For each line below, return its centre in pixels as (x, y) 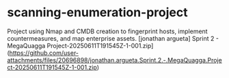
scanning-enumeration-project (97, 13)
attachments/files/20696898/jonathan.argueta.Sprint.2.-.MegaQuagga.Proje (114, 60)
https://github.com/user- (44, 53)
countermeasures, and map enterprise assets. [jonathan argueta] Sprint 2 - (113, 38)
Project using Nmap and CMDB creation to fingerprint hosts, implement (107, 31)
